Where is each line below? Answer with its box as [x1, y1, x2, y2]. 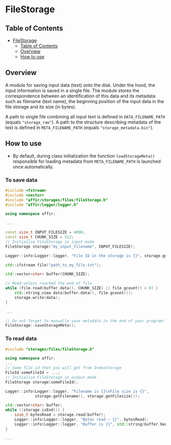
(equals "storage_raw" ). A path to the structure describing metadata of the [5, 119, 161, 125]
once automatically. [12, 163, 54, 169]
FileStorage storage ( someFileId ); [5, 379, 79, 385]
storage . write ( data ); [14, 295, 60, 300]
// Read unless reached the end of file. [5, 281, 95, 286]
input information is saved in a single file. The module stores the [5, 87, 139, 93]
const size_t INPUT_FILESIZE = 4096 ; [5, 230, 85, 235]
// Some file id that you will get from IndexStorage [5, 365, 122, 370]
